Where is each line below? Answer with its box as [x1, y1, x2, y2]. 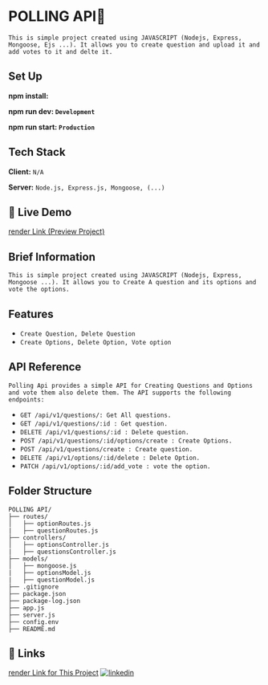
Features [8, 307, 54, 320]
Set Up [8, 70, 43, 84]
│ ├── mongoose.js [8, 561, 78, 569]
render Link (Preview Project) [8, 226, 105, 236]
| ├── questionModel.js [8, 576, 95, 584]
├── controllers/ [8, 533, 67, 541]
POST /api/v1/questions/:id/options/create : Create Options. [19, 437, 233, 445]
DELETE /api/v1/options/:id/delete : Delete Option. [19, 454, 201, 462]
